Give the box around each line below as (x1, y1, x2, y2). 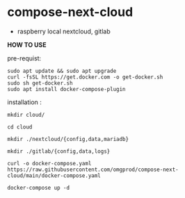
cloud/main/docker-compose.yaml (7, 172, 101, 179)
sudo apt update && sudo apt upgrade (7, 67, 117, 74)
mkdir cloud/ (7, 111, 45, 118)
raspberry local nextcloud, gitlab (17, 27, 111, 35)
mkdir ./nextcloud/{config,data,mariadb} (7, 135, 129, 142)
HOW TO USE (7, 40, 47, 49)
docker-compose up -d (7, 184, 70, 191)
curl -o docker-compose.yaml (7, 160, 92, 167)
